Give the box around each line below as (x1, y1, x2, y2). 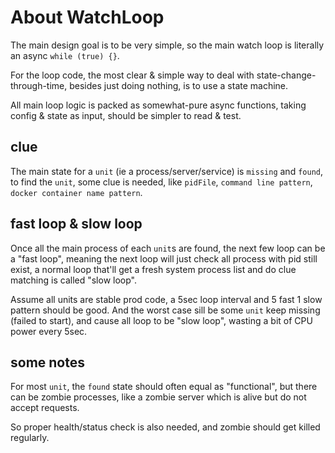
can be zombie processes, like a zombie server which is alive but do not (10, 391, 307, 403)
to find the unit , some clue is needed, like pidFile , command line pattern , (10, 176, 313, 188)
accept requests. (10, 402, 80, 414)
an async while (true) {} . (10, 49, 120, 61)
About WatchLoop (10, 6, 165, 29)
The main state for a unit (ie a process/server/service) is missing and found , (10, 165, 323, 177)
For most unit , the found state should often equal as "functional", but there (10, 381, 318, 393)
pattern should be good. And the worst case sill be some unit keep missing (10, 304, 321, 316)
